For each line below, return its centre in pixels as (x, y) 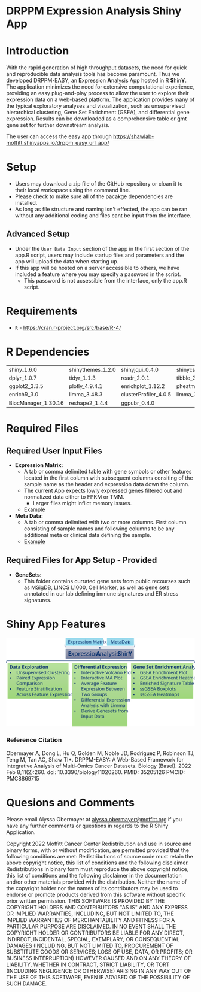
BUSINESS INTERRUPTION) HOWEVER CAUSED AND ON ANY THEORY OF (99, 958)
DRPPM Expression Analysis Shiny (94, 11)
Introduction (38, 51)
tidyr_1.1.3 (82, 378)
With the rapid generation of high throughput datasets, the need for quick (97, 68)
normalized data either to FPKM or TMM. (74, 497)
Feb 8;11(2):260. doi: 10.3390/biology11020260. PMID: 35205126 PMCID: (96, 772)
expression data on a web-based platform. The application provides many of (100, 99)
